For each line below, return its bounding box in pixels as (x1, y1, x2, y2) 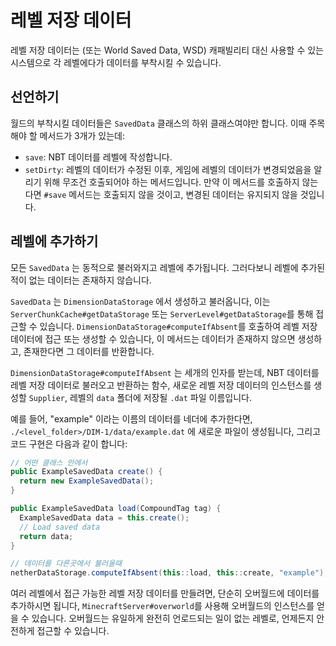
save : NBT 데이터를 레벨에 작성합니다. (24, 151, 173, 163)
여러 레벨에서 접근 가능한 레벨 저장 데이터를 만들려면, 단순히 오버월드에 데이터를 (10, 587, 320, 600)
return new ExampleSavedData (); (19, 476, 155, 486)
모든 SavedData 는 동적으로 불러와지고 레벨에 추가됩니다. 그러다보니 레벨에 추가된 (10, 261, 326, 273)
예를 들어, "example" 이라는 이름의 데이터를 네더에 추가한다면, (10, 412, 253, 425)
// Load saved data (19, 522, 101, 532)
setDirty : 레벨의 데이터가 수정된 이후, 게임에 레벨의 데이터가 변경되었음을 (24, 163, 312, 175)
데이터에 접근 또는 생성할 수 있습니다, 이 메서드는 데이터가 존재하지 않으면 (10, 332, 296, 345)
